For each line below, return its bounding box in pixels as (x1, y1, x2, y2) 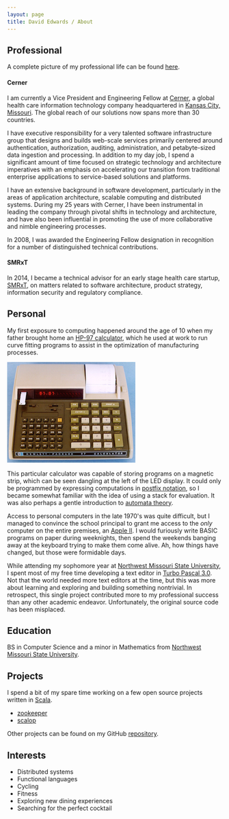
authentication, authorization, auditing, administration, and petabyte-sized (7, 143, 216, 151)
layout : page (7, 11, 44, 18)
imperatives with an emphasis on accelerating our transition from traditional (7, 165, 220, 173)
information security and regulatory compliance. (7, 288, 143, 296)
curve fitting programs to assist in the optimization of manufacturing (7, 341, 200, 349)
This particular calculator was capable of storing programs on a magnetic (7, 469, 214, 478)
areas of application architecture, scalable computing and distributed (7, 193, 202, 201)
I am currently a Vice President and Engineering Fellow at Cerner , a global (7, 93, 215, 102)
